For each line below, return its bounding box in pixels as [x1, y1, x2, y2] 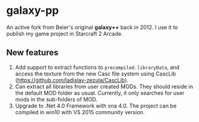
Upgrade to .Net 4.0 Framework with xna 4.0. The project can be [15, 102, 177, 109]
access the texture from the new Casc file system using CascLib [15, 70, 177, 77]
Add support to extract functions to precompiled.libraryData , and [15, 63, 180, 71]
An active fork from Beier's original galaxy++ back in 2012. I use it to [6, 24, 178, 31]
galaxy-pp [6, 4, 59, 18]
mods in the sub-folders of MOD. [15, 95, 98, 103]
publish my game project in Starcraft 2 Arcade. [6, 30, 123, 37]
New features [6, 48, 59, 58]
